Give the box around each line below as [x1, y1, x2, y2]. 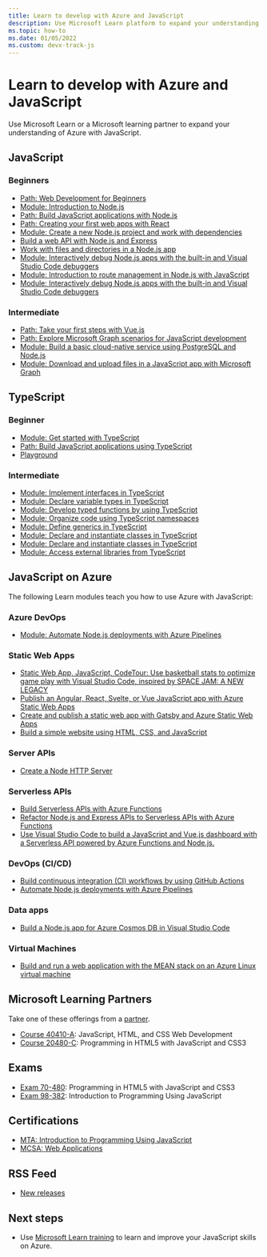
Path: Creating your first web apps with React [19, 218, 170, 228]
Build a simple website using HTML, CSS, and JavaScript [19, 727, 208, 737]
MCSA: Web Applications [19, 1143, 103, 1153]
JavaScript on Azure [8, 570, 113, 584]
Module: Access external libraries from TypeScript [19, 547, 186, 557]
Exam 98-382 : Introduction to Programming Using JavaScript [19, 1091, 222, 1100]
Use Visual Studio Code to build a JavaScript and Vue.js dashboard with [19, 830, 257, 839]
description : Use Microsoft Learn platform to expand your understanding [8, 19, 260, 27]
